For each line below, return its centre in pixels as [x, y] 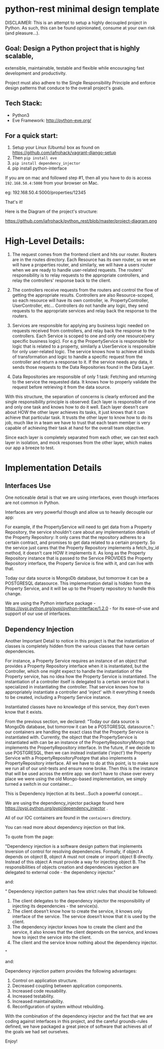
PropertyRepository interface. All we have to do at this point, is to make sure [82, 763]
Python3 [21, 115]
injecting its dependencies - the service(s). [55, 906]
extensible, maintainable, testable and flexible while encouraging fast [75, 68]
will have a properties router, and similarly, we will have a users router [82, 265]
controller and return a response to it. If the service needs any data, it [82, 362]
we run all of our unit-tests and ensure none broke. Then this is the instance [82, 768]
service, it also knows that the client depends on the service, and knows [85, 932]
